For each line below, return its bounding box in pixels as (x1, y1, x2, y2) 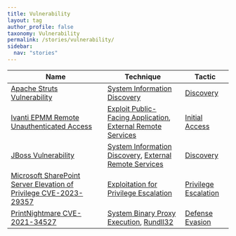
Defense (185, 208, 213, 218)
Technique (124, 72, 162, 81)
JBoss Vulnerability (11, 150, 75, 160)
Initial (185, 112, 203, 122)
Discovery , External (107, 150, 172, 160)
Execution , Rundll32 (107, 217, 174, 227)
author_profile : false (7, 23, 74, 30)
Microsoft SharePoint (11, 170, 81, 180)
